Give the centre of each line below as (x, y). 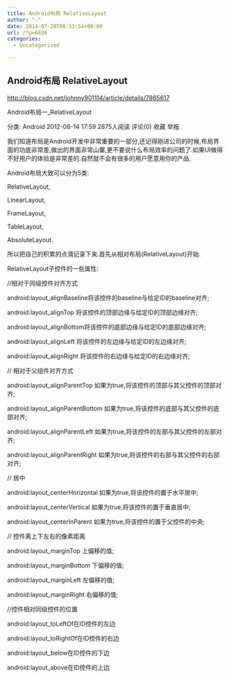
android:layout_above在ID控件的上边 (58, 667)
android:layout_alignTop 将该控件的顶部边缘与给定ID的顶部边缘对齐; (102, 312)
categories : (24, 39)
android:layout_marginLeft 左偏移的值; (61, 580)
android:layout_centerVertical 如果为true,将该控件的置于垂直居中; (99, 507)
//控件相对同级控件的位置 (43, 609)
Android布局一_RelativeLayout (49, 112)
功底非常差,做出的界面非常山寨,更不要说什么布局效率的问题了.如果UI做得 (121, 150)
